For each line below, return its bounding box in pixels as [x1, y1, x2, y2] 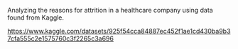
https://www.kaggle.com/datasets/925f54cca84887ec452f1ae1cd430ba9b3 [7, 27, 231, 35]
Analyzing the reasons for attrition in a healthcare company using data [7, 6, 213, 14]
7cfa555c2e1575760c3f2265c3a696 [7, 34, 114, 43]
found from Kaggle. [7, 13, 65, 22]
